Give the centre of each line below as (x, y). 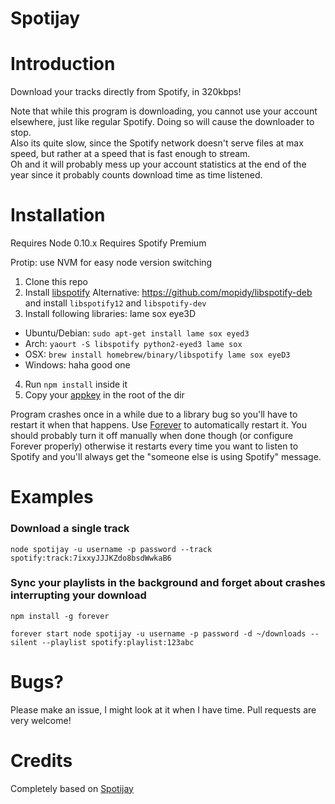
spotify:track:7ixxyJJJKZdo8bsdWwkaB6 (91, 558)
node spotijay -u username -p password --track (111, 549)
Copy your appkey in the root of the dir (104, 395)
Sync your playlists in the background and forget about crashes (168, 583)
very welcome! (41, 720)
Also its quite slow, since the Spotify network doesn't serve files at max (157, 143)
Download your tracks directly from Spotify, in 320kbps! (126, 92)
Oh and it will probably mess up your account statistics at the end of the (158, 164)
